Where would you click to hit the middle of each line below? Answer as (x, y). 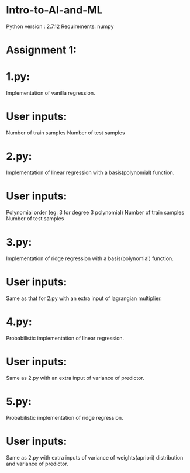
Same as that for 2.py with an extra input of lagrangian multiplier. (84, 298)
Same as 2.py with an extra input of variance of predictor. (75, 378)
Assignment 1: (42, 50)
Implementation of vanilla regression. (51, 93)
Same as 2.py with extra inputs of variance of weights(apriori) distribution (95, 457)
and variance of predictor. (37, 464)
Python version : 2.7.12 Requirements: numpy (60, 26)
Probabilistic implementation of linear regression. (65, 338)
